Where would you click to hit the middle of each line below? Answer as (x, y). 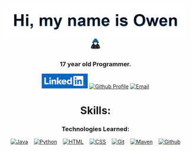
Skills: (95, 110)
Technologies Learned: (95, 129)
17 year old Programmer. (95, 64)
